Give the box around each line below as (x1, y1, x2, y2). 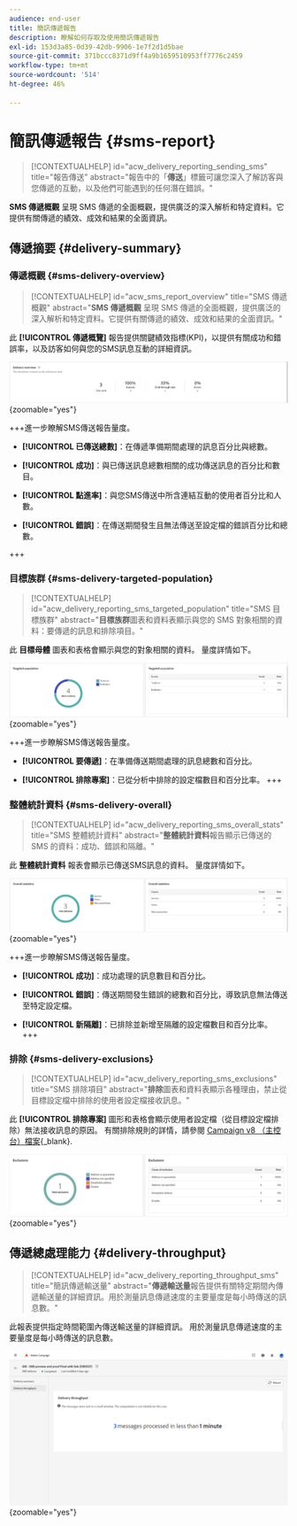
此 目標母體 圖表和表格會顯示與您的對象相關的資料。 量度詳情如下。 (9, 645, 256, 655)
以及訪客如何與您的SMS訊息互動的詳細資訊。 (32, 344, 197, 354)
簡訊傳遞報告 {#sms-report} (9, 131, 217, 151)
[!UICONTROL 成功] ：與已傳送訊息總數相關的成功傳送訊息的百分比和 (21, 461, 272, 471)
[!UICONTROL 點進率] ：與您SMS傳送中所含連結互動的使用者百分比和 (21, 490, 274, 500)
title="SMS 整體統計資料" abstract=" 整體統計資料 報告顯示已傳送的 (30, 830, 272, 840)
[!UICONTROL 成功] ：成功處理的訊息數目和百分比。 (21, 971, 210, 981)
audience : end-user (9, 14, 81, 23)
